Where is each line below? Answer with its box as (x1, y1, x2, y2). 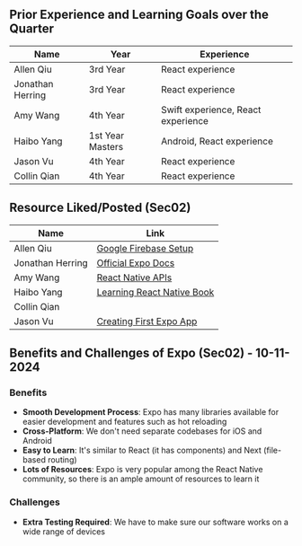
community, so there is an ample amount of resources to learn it (22, 473, 260, 484)
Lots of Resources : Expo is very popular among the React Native (22, 464, 263, 475)
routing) (48, 454, 78, 465)
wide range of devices (22, 525, 106, 537)
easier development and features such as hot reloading (22, 417, 227, 427)
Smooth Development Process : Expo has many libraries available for (22, 407, 280, 418)
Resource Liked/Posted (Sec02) (9, 200, 191, 216)
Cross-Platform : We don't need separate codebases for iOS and (22, 426, 262, 436)
